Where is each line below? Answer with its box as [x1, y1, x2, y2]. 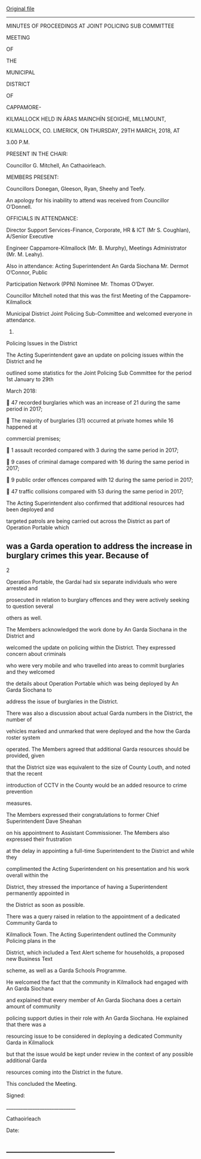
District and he [6, 358, 42, 365]
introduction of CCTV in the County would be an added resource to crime [6, 781, 187, 789]
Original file [6, 5, 35, 12]
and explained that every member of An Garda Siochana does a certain [6, 996, 181, 1004]
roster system [6, 733, 41, 741]
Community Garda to [6, 919, 58, 926]
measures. [6, 799, 32, 807]
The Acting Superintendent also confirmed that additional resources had [6, 499, 184, 507]
